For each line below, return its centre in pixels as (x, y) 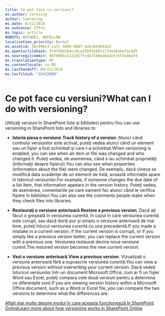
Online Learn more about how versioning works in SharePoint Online (74, 308)
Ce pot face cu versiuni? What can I (78, 99)
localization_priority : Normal (37, 42)
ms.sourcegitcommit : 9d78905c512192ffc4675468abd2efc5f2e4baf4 (71, 56)
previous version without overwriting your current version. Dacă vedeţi (84, 267)
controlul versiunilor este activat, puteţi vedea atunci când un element (83, 143)
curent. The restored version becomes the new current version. (76, 247)
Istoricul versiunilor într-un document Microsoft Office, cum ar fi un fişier (86, 272)
